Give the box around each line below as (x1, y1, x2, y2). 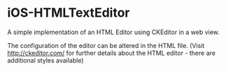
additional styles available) (7, 56, 84, 64)
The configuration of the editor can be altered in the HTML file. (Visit (7, 41, 205, 49)
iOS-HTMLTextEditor (7, 5, 130, 21)
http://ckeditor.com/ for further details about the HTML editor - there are (7, 49, 216, 57)
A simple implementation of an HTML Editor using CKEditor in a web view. (7, 28, 220, 36)
